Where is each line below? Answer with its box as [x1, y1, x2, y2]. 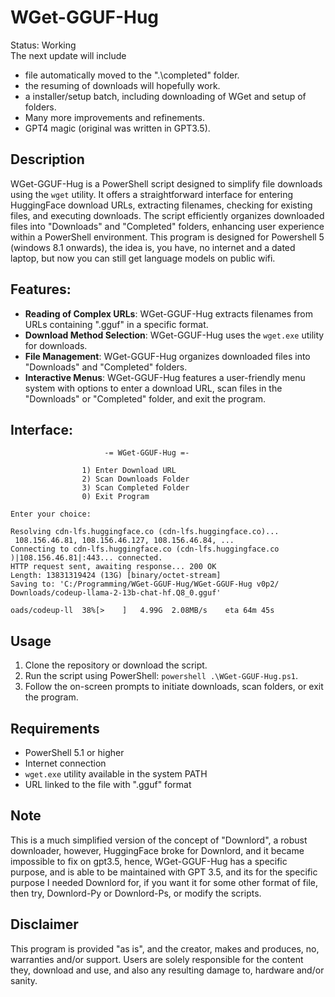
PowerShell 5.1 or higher [24, 747, 125, 758]
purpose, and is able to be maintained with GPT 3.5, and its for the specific [10, 866, 318, 878]
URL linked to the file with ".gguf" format [24, 779, 192, 790]
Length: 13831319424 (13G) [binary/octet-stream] [10, 571, 222, 581]
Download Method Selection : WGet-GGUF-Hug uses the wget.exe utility [24, 329, 325, 341]
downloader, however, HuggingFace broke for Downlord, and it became [10, 844, 305, 856]
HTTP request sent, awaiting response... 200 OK [10, 562, 217, 572]
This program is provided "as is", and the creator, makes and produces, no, [10, 942, 320, 955]
